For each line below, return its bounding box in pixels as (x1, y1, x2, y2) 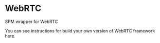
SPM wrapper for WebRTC (5, 19, 58, 24)
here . (5, 33, 16, 39)
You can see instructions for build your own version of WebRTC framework (5, 28, 155, 33)
